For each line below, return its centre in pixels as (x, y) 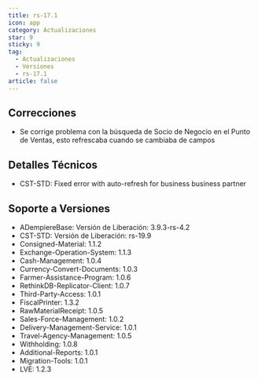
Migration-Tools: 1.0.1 (53, 360)
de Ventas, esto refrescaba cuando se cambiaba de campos (117, 140)
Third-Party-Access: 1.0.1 (60, 294)
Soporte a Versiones (59, 208)
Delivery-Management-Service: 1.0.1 (78, 327)
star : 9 (21, 37)
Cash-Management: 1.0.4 (61, 261)
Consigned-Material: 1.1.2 (61, 243)
